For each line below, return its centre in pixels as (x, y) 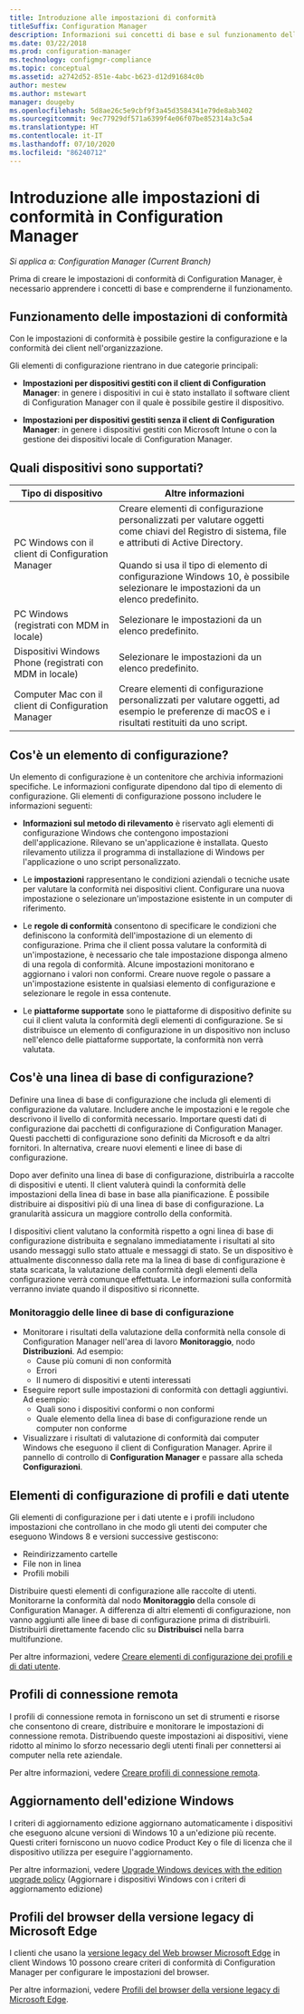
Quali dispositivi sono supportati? (106, 468)
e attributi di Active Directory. (181, 543)
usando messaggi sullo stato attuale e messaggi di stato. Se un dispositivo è (152, 1250)
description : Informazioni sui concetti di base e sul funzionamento (143, 34)
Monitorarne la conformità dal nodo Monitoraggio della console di (133, 1600)
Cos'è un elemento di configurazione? (119, 755)
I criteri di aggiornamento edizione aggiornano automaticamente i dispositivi (151, 1823)
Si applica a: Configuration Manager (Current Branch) (110, 261)
